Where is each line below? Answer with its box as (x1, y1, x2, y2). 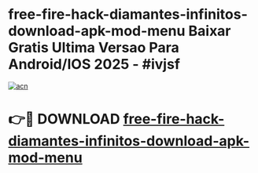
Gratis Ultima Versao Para (8, 39, 179, 56)
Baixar (188, 22, 231, 40)
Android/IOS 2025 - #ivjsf (8, 56, 181, 74)
